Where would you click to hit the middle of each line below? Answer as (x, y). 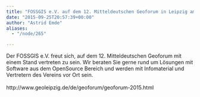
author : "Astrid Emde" (34, 23)
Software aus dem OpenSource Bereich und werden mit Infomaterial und (95, 68)
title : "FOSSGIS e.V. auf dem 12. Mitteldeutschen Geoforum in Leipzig (97, 12)
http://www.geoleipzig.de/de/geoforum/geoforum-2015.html (80, 87)
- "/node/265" (29, 34)
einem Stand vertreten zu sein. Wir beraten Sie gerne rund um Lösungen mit (100, 62)
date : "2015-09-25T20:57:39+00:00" (50, 17)
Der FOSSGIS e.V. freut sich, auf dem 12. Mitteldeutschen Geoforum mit (94, 56)
